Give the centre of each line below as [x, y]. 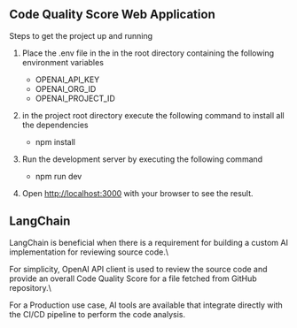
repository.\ [30, 287]
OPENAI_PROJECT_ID [75, 98]
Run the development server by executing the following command [142, 159]
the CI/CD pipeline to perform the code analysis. [98, 314]
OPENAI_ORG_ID [66, 88]
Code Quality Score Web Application [112, 15]
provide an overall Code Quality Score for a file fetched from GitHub [133, 278]
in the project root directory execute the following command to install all [153, 115]
